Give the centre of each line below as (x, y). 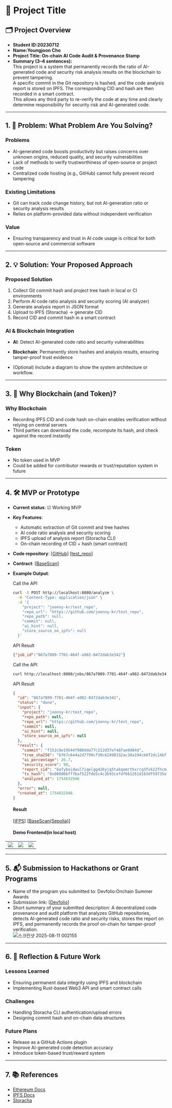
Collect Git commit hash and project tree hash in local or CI (75, 290)
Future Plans (21, 1031)
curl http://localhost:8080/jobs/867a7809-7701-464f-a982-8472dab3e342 (91, 674)
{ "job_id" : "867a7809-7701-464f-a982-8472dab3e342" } (69, 655)
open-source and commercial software (54, 244)
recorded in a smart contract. (44, 94)
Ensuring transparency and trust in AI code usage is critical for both (84, 238)
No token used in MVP (36, 460)
